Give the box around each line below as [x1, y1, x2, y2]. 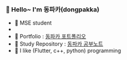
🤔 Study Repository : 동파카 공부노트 [14, 40, 104, 47]
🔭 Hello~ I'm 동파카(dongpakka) [5, 5, 100, 13]
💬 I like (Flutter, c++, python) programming [14, 47, 122, 55]
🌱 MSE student [14, 19, 52, 26]
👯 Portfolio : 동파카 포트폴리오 [14, 33, 86, 40]
